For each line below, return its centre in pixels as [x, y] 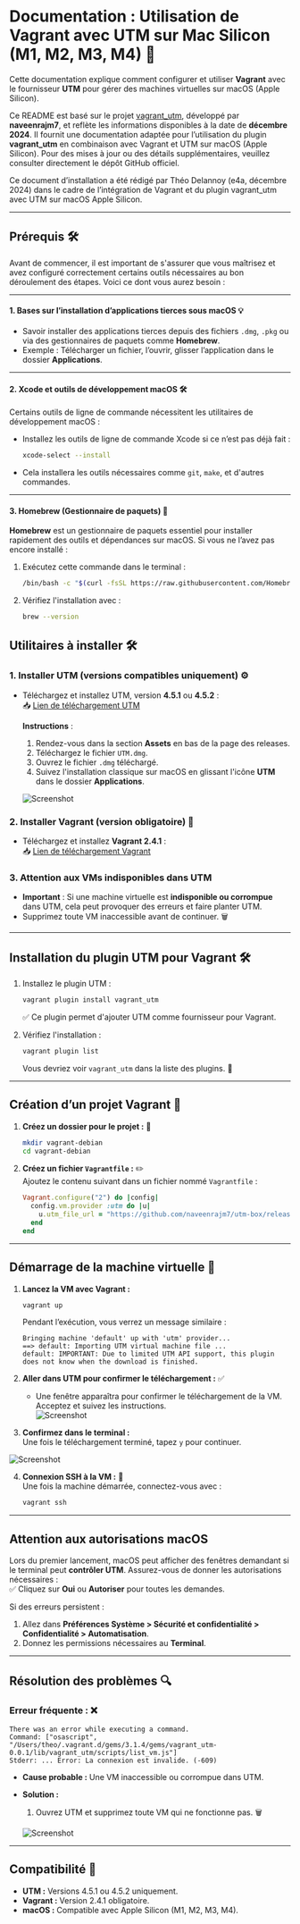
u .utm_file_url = [71, 1214]
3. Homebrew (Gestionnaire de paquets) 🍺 [88, 510]
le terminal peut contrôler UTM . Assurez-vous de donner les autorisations [146, 1570]
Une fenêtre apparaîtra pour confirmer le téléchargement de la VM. [159, 1397]
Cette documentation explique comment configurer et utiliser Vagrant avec [147, 79]
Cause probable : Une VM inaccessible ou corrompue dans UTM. [143, 1777]
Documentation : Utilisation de [124, 17]
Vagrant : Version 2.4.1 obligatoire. [86, 1900]
